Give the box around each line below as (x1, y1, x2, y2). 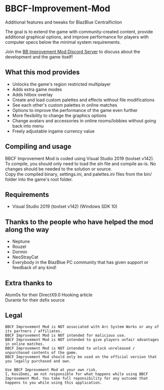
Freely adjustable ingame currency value (12, 128, 95, 134)
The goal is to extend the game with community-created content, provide (5, 28, 153, 34)
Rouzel (12, 244, 27, 250)
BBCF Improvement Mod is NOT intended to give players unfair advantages (5, 337, 160, 342)
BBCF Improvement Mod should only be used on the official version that (5, 354, 157, 359)
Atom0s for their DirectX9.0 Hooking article (5, 292, 93, 298)
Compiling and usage (5, 142, 72, 151)
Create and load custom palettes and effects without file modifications (12, 97, 155, 103)
